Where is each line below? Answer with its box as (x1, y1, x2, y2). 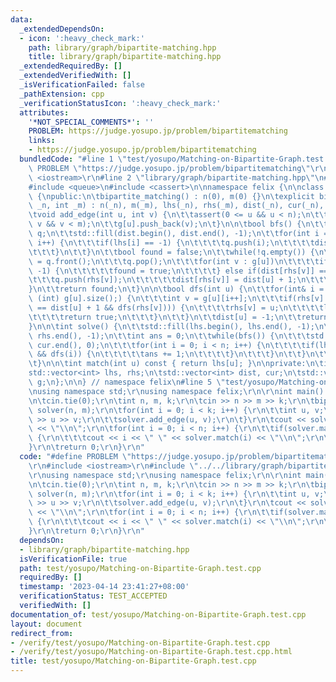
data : (10, 14, 33, 25)
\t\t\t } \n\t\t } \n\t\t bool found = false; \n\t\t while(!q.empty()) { (28, 247, 315, 257)
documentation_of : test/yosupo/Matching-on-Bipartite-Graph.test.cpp (10, 609, 307, 620)
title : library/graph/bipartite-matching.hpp (28, 52, 222, 62)
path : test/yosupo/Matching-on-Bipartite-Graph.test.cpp (19, 563, 262, 573)
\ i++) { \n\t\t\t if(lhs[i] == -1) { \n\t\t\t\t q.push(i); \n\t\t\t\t (28, 237, 315, 248)
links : (28, 136, 56, 146)
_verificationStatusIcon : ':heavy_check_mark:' (19, 98, 222, 108)
